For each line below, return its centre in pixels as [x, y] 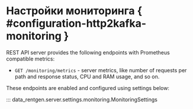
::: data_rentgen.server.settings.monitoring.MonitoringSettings [82, 100]
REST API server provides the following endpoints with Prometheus [88, 52]
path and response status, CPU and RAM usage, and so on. [87, 76]
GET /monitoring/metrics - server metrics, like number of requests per [101, 70]
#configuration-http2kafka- [76, 23]
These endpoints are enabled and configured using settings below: [88, 88]
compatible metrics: [30, 59]
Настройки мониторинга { [74, 11]
